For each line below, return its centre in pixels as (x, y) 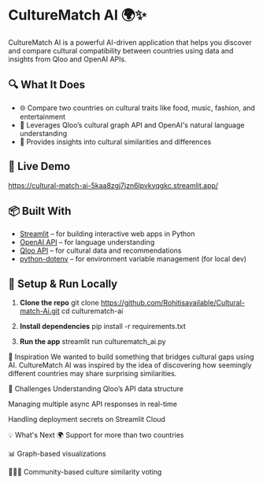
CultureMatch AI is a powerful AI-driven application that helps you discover (130, 42)
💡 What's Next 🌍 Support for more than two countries (96, 435)
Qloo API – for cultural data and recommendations (100, 251)
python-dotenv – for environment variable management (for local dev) (133, 259)
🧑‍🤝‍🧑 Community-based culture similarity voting (85, 472)
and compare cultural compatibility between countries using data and (121, 50)
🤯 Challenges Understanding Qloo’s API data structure (96, 389)
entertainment (42, 116)
